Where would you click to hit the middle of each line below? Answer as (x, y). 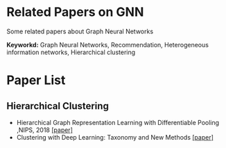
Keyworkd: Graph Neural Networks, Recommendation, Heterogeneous (108, 44)
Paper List (36, 80)
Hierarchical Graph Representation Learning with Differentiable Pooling (118, 122)
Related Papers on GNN (75, 12)
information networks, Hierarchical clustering (71, 52)
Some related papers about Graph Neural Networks (80, 31)
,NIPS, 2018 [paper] (45, 130)
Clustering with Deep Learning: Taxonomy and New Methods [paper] (115, 137)
